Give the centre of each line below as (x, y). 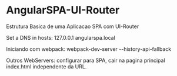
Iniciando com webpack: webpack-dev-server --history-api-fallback (89, 49)
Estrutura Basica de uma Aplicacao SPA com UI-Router (73, 26)
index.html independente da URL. (46, 66)
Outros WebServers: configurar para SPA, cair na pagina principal (86, 60)
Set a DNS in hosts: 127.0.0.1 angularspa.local (61, 37)
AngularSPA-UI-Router (63, 10)
